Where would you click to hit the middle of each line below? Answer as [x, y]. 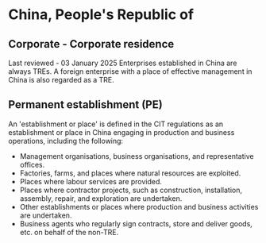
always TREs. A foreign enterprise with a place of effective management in [130, 71]
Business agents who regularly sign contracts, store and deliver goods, [136, 223]
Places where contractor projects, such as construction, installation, [131, 190]
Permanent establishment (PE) [85, 105]
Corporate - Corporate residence [91, 44]
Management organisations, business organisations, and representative [137, 156]
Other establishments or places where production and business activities [139, 206]
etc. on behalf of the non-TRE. [69, 232]
